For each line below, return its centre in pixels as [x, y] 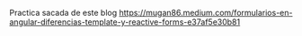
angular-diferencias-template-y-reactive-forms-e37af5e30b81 [125, 22]
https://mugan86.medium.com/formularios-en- [206, 13]
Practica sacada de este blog [63, 13]
